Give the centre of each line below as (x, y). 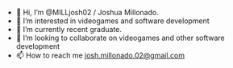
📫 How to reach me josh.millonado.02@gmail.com (100, 55)
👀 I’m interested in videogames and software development (112, 21)
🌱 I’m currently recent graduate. (69, 29)
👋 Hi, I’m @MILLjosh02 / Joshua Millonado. (87, 12)
